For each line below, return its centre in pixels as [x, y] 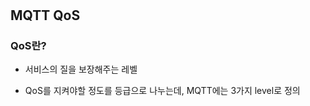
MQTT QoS [45, 15]
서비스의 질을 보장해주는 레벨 [81, 69]
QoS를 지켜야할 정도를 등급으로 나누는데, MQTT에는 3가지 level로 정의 [162, 91]
